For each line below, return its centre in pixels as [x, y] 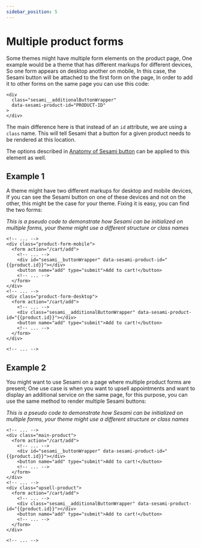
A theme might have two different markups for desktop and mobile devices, [100, 191]
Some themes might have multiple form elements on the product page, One [99, 58]
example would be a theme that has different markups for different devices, [100, 64]
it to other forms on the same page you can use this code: [78, 83]
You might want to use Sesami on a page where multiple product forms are [99, 382]
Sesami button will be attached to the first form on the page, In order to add [100, 77]
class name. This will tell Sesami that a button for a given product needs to [98, 133]
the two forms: [24, 210]
